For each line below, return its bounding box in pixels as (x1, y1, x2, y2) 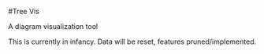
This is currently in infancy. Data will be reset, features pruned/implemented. (8, 37, 257, 46)
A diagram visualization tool (8, 22, 99, 31)
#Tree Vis (8, 7, 39, 16)
